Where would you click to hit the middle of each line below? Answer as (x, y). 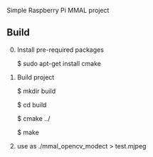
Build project (36, 77)
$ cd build (32, 104)
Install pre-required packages (60, 50)
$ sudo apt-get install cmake (59, 63)
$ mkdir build (36, 91)
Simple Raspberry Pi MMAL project (58, 10)
